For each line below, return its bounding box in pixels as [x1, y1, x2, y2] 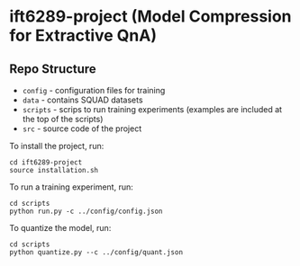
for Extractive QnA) [9, 25, 158, 46]
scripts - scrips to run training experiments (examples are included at [22, 104, 282, 114]
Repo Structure [9, 61, 96, 76]
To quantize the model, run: [9, 223, 112, 233]
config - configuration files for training [22, 85, 166, 95]
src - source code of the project [22, 123, 142, 134]
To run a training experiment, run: [9, 182, 133, 192]
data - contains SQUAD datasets [22, 94, 143, 105]
